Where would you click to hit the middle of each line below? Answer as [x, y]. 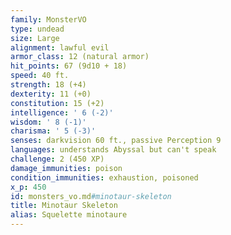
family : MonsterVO [48, 19]
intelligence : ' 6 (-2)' [62, 112]
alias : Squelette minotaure [69, 215]
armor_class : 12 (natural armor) [80, 57]
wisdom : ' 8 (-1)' [48, 122]
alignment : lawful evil [60, 47]
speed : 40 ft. [40, 76]
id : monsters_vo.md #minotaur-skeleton [91, 196]
